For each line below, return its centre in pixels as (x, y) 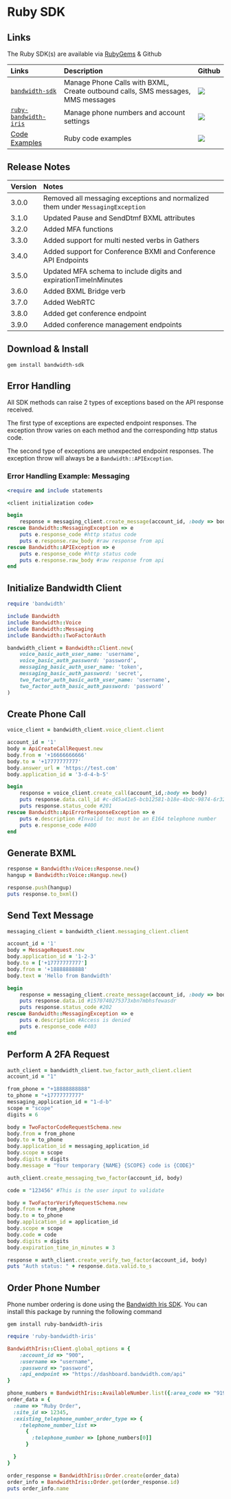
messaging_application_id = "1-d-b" (59, 1102)
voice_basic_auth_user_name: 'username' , (79, 655)
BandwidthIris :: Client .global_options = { (69, 1349)
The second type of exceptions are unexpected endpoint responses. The (111, 451)
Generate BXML (42, 853)
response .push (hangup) (40, 888)
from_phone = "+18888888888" (49, 1089)
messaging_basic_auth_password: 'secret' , (81, 674)
